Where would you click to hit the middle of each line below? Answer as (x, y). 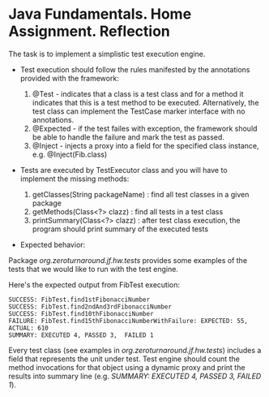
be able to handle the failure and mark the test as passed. (128, 137)
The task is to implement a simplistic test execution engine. (107, 54)
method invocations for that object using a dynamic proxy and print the (127, 367)
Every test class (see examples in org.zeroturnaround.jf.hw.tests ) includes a (135, 350)
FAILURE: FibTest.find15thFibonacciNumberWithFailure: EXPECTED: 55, (128, 321)
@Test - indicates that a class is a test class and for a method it (138, 93)
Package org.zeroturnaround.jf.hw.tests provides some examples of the (128, 260)
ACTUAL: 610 (28, 328)
